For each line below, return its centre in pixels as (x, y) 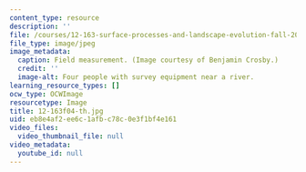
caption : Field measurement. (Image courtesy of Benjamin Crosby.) (148, 60)
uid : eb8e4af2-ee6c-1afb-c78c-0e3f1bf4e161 (93, 119)
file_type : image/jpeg (52, 43)
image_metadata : (40, 52)
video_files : (34, 128)
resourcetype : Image (49, 102)
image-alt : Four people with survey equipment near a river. (136, 77)
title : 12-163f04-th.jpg (56, 111)
